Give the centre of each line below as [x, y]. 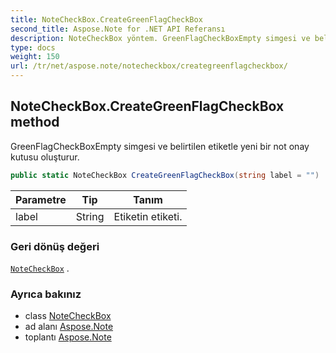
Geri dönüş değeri [55, 246]
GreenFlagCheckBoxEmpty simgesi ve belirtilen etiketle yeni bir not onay [160, 146]
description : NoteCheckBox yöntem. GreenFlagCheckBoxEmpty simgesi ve [160, 38]
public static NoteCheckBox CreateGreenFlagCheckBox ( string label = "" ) [165, 175]
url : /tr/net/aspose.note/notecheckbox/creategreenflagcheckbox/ [149, 66]
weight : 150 [35, 57]
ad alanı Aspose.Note [69, 327]
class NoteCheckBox [68, 316]
